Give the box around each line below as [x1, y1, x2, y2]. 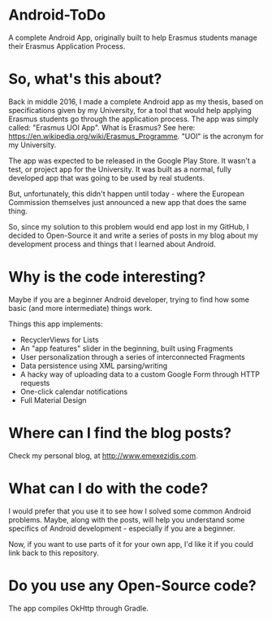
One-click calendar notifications [19, 387, 128, 396]
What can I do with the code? [8, 479, 209, 497]
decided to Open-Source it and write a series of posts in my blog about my [8, 230, 258, 240]
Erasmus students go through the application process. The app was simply [8, 114, 259, 124]
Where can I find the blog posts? [8, 424, 232, 442]
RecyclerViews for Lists [19, 335, 99, 344]
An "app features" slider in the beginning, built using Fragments [19, 343, 234, 353]
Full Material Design [19, 395, 87, 405]
